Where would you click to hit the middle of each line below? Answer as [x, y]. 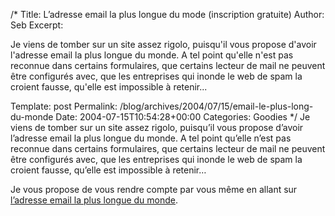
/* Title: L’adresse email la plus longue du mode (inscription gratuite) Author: [167, 14]
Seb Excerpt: [37, 25]
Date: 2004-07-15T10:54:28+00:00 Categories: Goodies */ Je [183, 117]
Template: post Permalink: [64, 106]
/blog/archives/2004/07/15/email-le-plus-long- [216, 106]
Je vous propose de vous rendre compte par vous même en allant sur [154, 189]
